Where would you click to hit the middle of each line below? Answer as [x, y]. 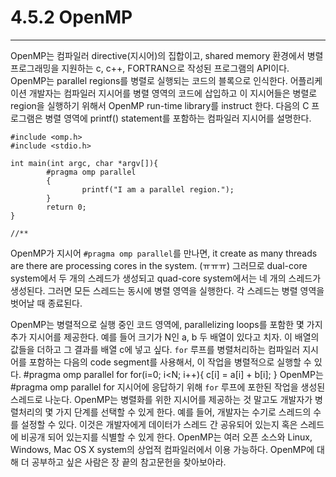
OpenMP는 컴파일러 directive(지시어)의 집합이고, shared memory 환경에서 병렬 [167, 55]
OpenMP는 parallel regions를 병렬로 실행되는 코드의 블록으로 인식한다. [149, 80]
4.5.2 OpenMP [71, 17]
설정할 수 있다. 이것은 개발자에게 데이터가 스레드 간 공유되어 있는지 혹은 [159, 424]
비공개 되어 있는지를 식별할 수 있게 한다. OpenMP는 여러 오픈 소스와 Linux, [166, 437]
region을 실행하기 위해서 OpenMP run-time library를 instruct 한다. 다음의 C [160, 105]
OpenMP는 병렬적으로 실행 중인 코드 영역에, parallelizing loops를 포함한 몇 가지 [166, 324]
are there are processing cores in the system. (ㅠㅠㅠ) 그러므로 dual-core [159, 265]
